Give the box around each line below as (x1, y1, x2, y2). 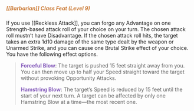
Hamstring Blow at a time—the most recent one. (20, 98, 137, 105)
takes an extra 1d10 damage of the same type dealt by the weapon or (6, 38, 174, 45)
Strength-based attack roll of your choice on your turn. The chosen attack (6, 25, 186, 32)
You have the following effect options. (6, 51, 98, 58)
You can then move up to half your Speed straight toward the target (20, 68, 185, 75)
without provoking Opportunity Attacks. (20, 74, 117, 82)
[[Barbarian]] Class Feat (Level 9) (6, 5, 90, 12)
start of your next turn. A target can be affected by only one (20, 92, 166, 99)
